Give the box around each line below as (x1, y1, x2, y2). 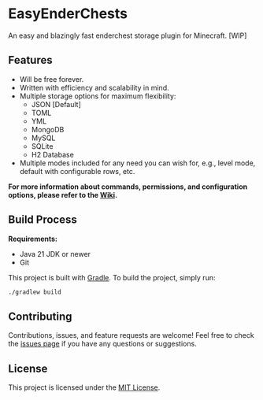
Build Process (8, 213, 77, 227)
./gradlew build (8, 288, 61, 296)
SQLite (31, 141, 54, 150)
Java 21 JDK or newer (19, 249, 91, 258)
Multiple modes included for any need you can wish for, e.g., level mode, (19, 158, 256, 168)
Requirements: (8, 234, 57, 243)
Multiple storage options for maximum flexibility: (19, 91, 176, 101)
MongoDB (31, 124, 65, 134)
